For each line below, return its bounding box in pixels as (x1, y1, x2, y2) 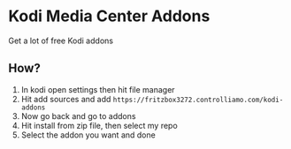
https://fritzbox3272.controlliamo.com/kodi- (112, 95, 284, 104)
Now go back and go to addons (20, 110, 136, 121)
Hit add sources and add (20, 93, 111, 104)
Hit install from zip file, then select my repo (20, 120, 178, 130)
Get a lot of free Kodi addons (8, 35, 114, 46)
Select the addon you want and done (20, 130, 156, 140)
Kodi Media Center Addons (8, 6, 211, 26)
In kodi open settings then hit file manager (20, 84, 175, 94)
